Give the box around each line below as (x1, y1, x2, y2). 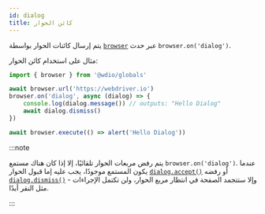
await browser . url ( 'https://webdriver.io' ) (9, 85, 155, 93)
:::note (9, 142, 30, 152)
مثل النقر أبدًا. (9, 183, 50, 193)
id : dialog (9, 11, 45, 20)
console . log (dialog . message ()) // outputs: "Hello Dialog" (23, 100, 222, 108)
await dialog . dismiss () (23, 107, 102, 115)
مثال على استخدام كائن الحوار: (9, 56, 98, 65)
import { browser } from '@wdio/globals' (9, 71, 147, 79)
